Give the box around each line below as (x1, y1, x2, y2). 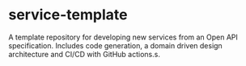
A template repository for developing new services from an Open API (8, 32, 239, 42)
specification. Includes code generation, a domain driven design (8, 40, 223, 50)
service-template (8, 6, 128, 24)
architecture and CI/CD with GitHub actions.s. (8, 49, 160, 59)
